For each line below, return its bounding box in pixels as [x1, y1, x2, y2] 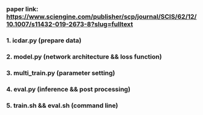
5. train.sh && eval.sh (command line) [6, 101, 118, 110]
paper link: [6, 5, 39, 13]
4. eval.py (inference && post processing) [6, 85, 131, 93]
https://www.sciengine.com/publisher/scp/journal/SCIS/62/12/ [6, 12, 197, 21]
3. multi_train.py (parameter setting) [6, 68, 115, 77]
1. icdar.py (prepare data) [6, 36, 82, 44]
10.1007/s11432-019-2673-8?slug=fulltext [6, 20, 134, 28]
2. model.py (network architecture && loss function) [6, 52, 162, 61]
